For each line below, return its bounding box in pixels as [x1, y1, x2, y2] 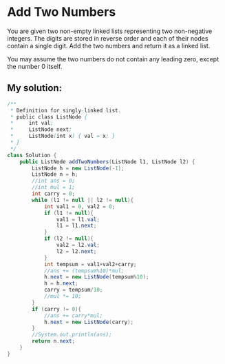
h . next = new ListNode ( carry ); [43, 318, 134, 325]
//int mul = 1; [32, 184, 76, 191]
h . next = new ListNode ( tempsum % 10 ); [43, 274, 149, 281]
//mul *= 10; [43, 293, 81, 300]
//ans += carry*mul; [43, 312, 103, 319]
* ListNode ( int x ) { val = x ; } [10, 132, 116, 140]
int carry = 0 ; [32, 190, 76, 197]
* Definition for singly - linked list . [10, 107, 122, 114]
